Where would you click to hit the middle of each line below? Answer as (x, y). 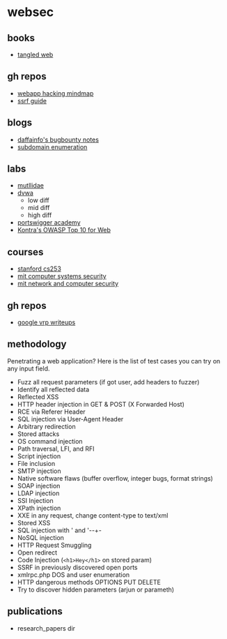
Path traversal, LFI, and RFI (56, 449)
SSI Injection (35, 500)
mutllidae (30, 186)
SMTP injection (39, 471)
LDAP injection (38, 493)
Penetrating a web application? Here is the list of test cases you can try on (114, 361)
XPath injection (39, 508)
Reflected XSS (38, 397)
